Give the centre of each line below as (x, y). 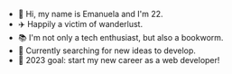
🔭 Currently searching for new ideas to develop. (107, 51)
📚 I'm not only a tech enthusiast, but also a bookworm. (121, 37)
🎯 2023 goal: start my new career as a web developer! (119, 60)
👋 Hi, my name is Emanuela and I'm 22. (91, 14)
